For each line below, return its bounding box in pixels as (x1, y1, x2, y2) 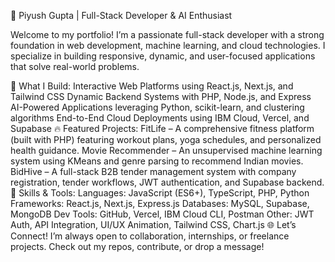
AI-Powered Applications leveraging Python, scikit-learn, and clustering (10, 101, 305, 113)
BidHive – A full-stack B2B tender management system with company (10, 166, 297, 177)
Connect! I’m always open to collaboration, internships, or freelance (10, 230, 290, 242)
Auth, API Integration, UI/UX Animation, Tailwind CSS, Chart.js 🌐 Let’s (10, 219, 297, 230)
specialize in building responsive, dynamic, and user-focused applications (10, 50, 316, 62)
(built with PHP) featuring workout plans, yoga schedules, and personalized (10, 134, 322, 145)
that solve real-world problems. (10, 61, 140, 72)
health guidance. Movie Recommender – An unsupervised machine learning (10, 145, 323, 156)
